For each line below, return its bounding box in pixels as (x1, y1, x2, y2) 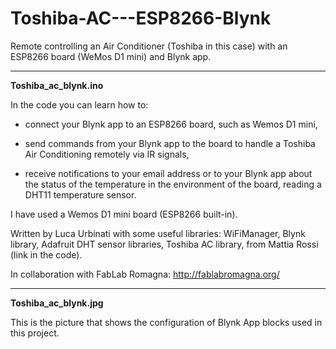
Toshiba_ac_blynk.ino (10, 79, 104, 91)
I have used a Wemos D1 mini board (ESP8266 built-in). (10, 208, 238, 220)
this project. (10, 327, 60, 339)
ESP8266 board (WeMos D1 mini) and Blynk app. (10, 50, 212, 62)
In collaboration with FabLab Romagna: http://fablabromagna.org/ (10, 268, 280, 280)
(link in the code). (10, 248, 83, 261)
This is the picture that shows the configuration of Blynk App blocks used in (10, 316, 323, 328)
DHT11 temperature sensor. (24, 188, 137, 201)
